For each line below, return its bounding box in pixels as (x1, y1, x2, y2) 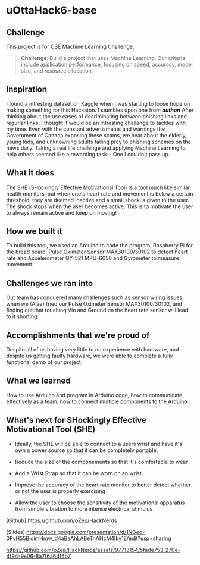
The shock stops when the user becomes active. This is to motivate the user (6, 203, 193, 210)
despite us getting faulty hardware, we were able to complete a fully (6, 352, 173, 360)
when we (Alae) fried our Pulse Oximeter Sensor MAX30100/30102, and (6, 300, 183, 307)
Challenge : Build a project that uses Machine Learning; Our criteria (20, 55, 186, 61)
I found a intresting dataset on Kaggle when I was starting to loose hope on (6, 100, 190, 107)
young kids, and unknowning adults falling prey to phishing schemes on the (6, 138, 192, 145)
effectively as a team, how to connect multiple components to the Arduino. (6, 398, 189, 405)
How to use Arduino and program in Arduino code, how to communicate (6, 391, 183, 398)
